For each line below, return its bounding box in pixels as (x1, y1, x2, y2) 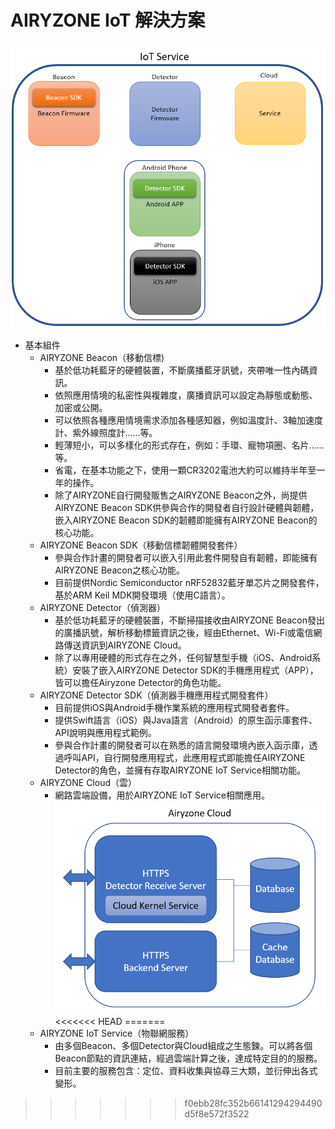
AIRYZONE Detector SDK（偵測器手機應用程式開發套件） (39, 689, 274, 701)
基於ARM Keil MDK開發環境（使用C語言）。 (54, 589, 231, 601)
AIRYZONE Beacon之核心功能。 (54, 564, 185, 576)
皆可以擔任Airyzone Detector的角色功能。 (54, 676, 227, 688)
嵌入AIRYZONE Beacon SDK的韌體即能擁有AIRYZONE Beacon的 (54, 514, 318, 526)
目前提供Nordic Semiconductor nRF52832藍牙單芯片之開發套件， (54, 576, 325, 588)
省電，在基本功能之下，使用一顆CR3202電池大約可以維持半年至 (54, 464, 317, 476)
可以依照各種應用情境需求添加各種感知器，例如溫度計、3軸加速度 (54, 414, 324, 426)
